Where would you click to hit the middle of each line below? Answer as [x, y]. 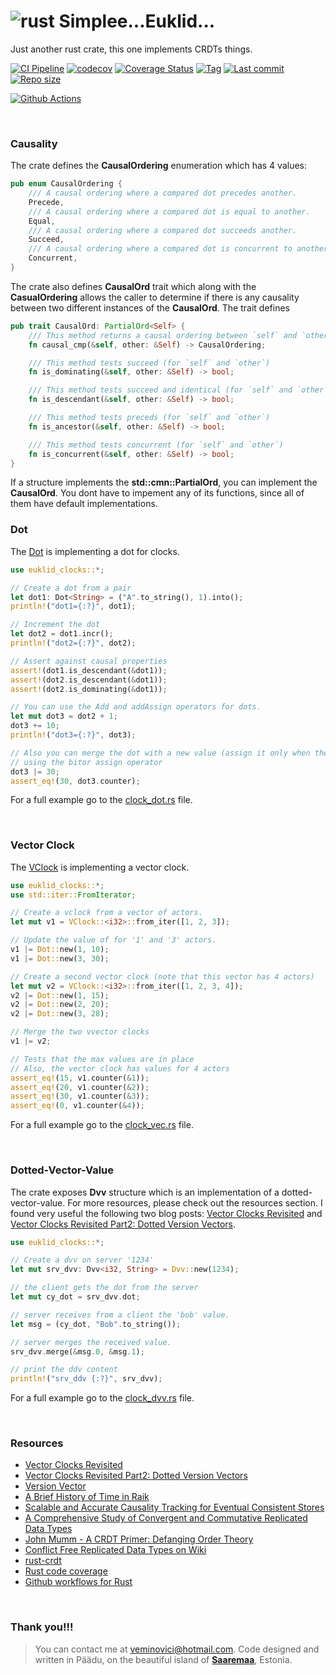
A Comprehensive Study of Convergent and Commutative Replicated [166, 1518]
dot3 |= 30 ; [35, 771]
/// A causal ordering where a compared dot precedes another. [163, 193]
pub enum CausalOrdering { [66, 184]
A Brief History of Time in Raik [87, 1497]
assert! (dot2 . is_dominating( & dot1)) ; [89, 689]
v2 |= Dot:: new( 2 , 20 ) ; [60, 1005]
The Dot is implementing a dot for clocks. [95, 551]
